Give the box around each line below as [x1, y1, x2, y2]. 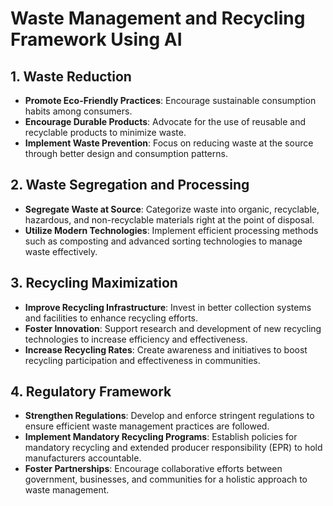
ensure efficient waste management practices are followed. [24, 420, 270, 432]
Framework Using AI [10, 28, 183, 51]
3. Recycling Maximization [10, 275, 178, 292]
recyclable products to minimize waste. [24, 127, 187, 138]
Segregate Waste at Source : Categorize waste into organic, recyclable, [24, 203, 320, 215]
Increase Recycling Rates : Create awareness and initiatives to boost [24, 343, 308, 356]
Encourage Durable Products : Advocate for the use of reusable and [24, 116, 307, 127]
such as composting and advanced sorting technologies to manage [24, 235, 303, 247]
